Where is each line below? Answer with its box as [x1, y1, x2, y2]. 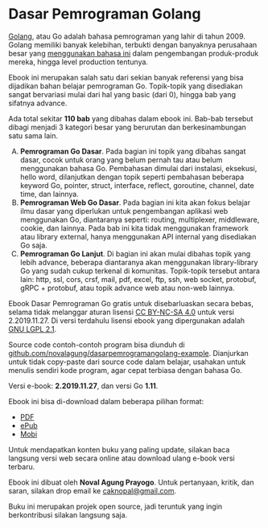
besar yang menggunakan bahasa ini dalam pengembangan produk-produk [8, 48, 259, 58]
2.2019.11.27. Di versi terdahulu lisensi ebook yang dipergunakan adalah [8, 315, 245, 325]
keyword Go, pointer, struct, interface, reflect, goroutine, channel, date [19, 180, 255, 190]
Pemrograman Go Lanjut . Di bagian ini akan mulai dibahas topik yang [19, 248, 251, 258]
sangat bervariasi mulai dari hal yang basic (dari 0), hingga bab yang [8, 89, 236, 99]
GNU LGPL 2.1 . [8, 324, 57, 334]
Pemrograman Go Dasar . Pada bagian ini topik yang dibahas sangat [19, 146, 246, 156]
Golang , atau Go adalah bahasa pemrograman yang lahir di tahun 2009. [8, 31, 245, 41]
